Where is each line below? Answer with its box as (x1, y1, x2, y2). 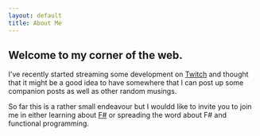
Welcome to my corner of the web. (8, 49, 183, 62)
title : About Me (8, 19, 62, 27)
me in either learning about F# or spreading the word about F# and (8, 111, 227, 120)
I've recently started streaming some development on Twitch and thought (8, 69, 249, 80)
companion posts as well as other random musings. (8, 87, 177, 96)
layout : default (8, 11, 62, 20)
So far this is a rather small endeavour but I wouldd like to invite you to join (8, 102, 252, 111)
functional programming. (8, 119, 90, 128)
